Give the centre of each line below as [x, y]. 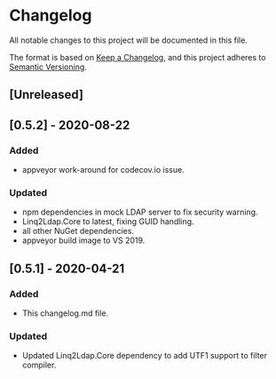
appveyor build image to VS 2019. [83, 240]
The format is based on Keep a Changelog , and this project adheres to [138, 57]
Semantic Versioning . [48, 67]
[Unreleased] [47, 95]
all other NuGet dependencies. [78, 231]
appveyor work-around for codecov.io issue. [103, 170]
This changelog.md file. [65, 313]
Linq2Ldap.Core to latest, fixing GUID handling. [108, 222]
